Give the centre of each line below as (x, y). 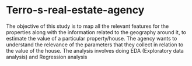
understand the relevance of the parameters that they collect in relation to (95, 45)
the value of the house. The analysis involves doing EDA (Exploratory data (95, 50)
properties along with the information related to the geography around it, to (96, 32)
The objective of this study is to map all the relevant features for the (88, 26)
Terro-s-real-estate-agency (75, 10)
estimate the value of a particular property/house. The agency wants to (92, 38)
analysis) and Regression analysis (47, 57)
